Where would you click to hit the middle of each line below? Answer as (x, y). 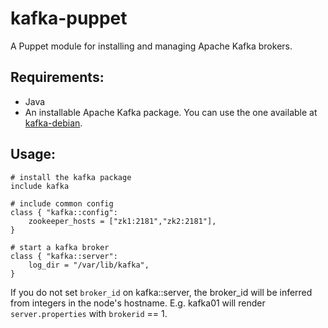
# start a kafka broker (60, 247)
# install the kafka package (71, 177)
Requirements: (57, 77)
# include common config (62, 203)
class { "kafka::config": (64, 212)
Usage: (33, 154)
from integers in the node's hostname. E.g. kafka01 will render (138, 303)
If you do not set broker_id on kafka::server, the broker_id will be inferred (161, 292)
